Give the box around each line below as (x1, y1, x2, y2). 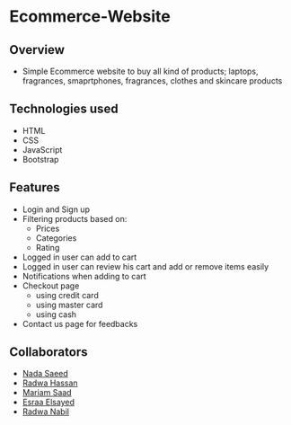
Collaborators (9, 344, 88, 360)
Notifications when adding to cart (22, 270, 146, 281)
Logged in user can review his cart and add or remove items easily (22, 261, 269, 271)
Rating (35, 242, 60, 252)
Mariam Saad (22, 387, 72, 398)
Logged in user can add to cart (22, 252, 137, 262)
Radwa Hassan (22, 377, 78, 388)
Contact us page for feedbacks (22, 318, 138, 329)
